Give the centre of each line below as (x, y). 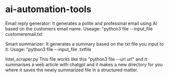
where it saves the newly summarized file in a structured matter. (72, 70)
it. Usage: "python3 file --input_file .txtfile (48, 49)
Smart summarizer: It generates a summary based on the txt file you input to (84, 44)
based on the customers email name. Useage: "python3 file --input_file (79, 28)
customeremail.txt (24, 34)
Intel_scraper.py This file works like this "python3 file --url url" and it (76, 59)
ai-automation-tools (48, 9)
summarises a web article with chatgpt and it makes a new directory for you (84, 64)
